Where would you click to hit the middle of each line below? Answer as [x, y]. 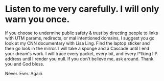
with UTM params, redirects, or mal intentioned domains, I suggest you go [80, 38]
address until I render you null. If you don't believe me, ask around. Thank [79, 59]
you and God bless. [25, 64]
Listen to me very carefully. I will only [82, 9]
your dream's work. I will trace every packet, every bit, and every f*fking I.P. [82, 53]
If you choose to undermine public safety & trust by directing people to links [82, 33]
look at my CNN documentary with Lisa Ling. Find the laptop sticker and [78, 43]
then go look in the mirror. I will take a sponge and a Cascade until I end [77, 48]
